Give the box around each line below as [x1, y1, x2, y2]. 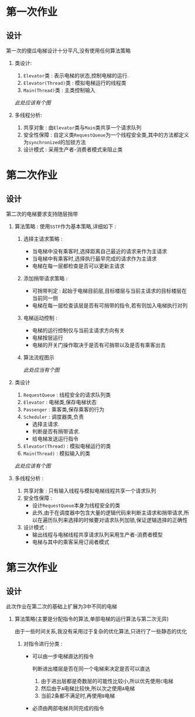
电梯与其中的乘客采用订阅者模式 [32, 538, 110, 545]
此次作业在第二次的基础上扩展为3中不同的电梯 [6, 603, 117, 610]
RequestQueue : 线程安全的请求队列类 [23, 391, 111, 398]
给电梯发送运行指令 [32, 435, 79, 442]
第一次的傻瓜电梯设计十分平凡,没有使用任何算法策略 [6, 47, 131, 54]
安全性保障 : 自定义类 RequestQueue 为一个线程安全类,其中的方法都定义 [23, 131, 189, 138]
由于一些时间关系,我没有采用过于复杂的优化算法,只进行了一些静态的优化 [14, 628, 187, 634]
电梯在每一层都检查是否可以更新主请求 [32, 262, 125, 269]
